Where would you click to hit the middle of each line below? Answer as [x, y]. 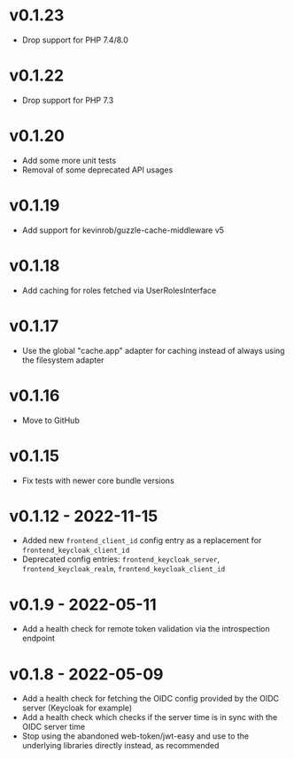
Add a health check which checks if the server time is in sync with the [150, 717]
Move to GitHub [50, 420]
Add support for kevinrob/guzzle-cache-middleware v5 [123, 230]
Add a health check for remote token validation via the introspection [146, 629]
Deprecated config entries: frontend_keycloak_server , [120, 559]
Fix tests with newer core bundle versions [98, 480]
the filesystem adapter [63, 360]
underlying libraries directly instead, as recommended [120, 746]
